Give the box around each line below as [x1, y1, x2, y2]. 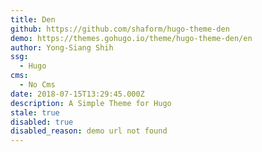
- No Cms [19, 80, 56, 90]
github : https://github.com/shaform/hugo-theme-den [10, 24, 230, 34]
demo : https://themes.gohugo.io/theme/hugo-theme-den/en [10, 33, 253, 43]
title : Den [10, 14, 56, 25]
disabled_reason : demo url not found [10, 126, 168, 136]
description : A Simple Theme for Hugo [10, 98, 172, 108]
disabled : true [10, 117, 74, 127]
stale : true [10, 107, 60, 118]
